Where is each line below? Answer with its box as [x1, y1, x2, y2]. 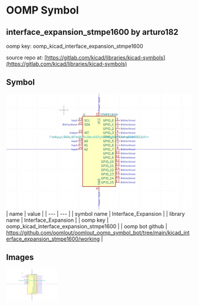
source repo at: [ [6, 54, 47, 61]
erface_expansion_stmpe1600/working [6, 235, 100, 242]
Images [6, 252, 34, 262]
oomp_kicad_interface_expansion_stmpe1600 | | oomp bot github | [6, 222, 168, 230]
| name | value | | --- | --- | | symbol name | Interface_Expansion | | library [6, 210, 185, 217]
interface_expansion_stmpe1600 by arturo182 [6, 27, 179, 37]
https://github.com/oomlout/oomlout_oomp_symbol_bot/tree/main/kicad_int [6, 229, 190, 236]
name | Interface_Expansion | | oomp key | [6, 216, 109, 223]
